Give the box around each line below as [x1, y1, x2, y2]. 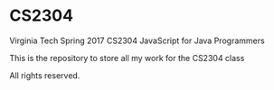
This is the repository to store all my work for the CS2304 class [9, 52, 245, 63]
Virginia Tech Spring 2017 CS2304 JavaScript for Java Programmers [9, 35, 265, 46]
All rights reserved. [9, 69, 80, 81]
